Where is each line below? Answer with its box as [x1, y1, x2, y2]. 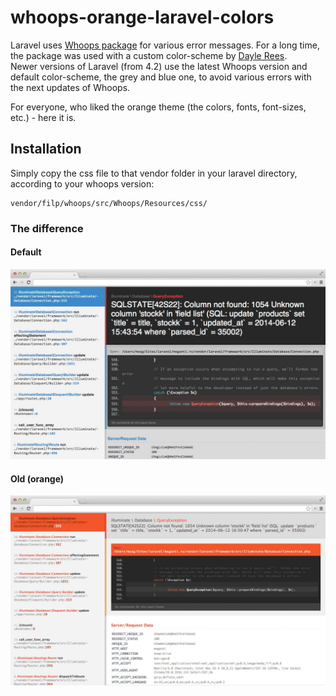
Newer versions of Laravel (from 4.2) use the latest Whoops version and [10, 60, 308, 72]
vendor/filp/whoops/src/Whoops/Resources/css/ [10, 198, 208, 208]
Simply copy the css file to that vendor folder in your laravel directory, [10, 167, 298, 179]
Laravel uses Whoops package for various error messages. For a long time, [10, 39, 320, 51]
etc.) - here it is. [10, 111, 77, 123]
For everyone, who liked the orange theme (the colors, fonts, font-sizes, [10, 101, 307, 113]
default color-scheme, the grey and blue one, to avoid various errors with [10, 71, 312, 83]
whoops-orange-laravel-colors [10, 6, 275, 29]
